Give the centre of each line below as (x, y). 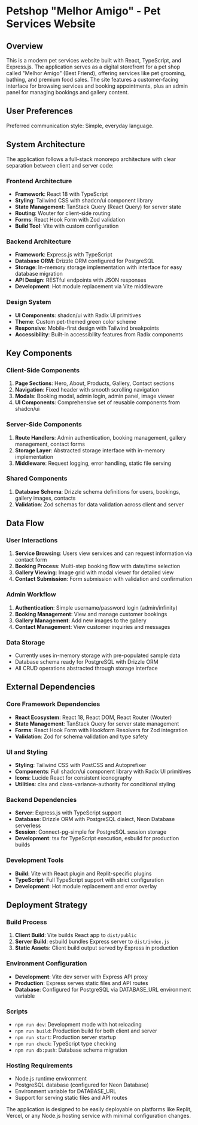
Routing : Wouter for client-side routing (63, 213)
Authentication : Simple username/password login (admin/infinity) (96, 607)
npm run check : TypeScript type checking (66, 1043)
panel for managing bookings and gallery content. (68, 92)
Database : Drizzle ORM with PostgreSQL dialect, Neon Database (95, 819)
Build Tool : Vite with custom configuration (67, 226)
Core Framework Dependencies (53, 704)
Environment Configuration (47, 963)
